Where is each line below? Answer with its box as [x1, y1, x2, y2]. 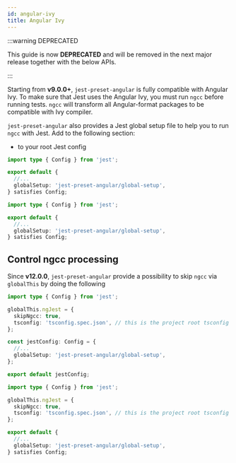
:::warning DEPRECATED [7, 36, 79, 45]
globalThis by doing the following [7, 280, 106, 288]
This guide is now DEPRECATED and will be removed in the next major [7, 50, 212, 59]
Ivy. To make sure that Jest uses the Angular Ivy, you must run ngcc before [7, 93, 224, 101]
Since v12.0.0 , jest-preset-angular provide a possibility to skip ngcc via [7, 272, 218, 281]
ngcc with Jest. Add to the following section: [7, 129, 136, 137]
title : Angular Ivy [7, 17, 65, 24]
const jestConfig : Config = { [7, 339, 97, 346]
